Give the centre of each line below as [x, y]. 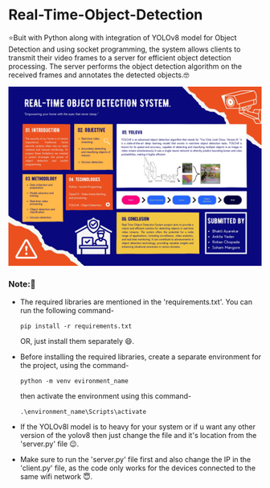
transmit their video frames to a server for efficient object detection [120, 57]
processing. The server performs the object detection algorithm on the [125, 66]
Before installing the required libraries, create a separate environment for [141, 357]
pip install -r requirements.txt [76, 326]
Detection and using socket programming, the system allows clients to [125, 49]
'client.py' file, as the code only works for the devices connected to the [137, 468]
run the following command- [67, 310]
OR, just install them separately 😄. [77, 341]
